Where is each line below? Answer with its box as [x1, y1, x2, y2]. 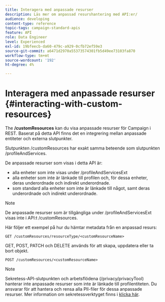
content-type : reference [5, 21, 56, 26]
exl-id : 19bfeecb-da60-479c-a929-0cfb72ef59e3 [5, 44, 102, 49]
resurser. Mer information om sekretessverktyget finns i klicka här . [5, 292, 140, 298]
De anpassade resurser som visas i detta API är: [5, 160, 102, 166]
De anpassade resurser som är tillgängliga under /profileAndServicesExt [5, 210, 152, 216]
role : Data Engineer [5, 35, 48, 40]
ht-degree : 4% [5, 62, 34, 67]
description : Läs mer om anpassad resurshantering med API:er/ [5, 12, 138, 17]
